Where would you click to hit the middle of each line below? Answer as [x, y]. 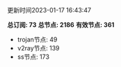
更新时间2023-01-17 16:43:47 [49, 10]
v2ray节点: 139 [38, 48]
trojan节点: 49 [37, 39]
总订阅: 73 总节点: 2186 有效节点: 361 [61, 25]
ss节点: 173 [33, 57]
